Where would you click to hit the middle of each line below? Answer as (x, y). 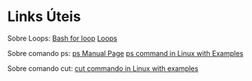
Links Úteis (44, 17)
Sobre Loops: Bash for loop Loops (63, 38)
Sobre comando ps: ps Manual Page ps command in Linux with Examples (126, 53)
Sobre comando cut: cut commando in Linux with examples (103, 68)
